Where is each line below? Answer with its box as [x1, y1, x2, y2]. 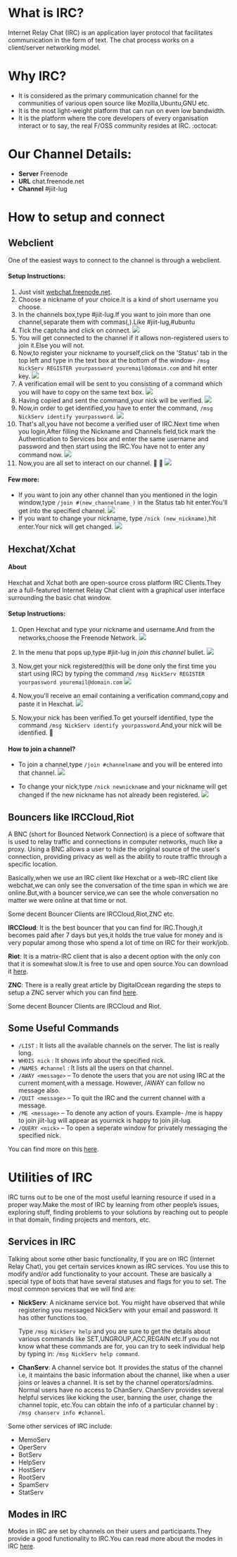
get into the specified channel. [18, 507, 107, 515]
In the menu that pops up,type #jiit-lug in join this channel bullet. [18, 648, 205, 657]
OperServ [18, 1443, 47, 1451]
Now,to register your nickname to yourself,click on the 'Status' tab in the [18, 349, 228, 357]
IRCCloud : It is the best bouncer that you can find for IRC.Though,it [8, 923, 203, 932]
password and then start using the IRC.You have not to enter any [18, 443, 206, 451]
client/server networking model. [8, 43, 101, 52]
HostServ [18, 1465, 46, 1474]
